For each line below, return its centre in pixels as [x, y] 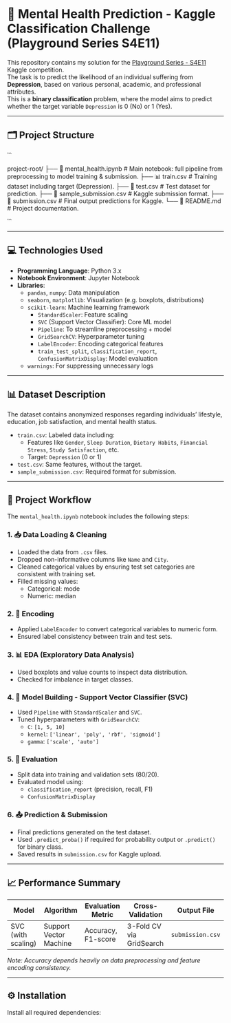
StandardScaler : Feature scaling [83, 314]
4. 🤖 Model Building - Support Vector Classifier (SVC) [98, 697]
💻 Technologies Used [55, 251]
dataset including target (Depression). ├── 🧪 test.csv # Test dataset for [109, 186]
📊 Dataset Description [57, 394]
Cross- [146, 906]
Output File [196, 910]
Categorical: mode [54, 589]
